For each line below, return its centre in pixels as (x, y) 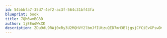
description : (19, 28)
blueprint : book (22, 14)
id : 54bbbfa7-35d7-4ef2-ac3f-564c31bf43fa (50, 10)
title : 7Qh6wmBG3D (24, 19)
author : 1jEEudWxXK (25, 23)
